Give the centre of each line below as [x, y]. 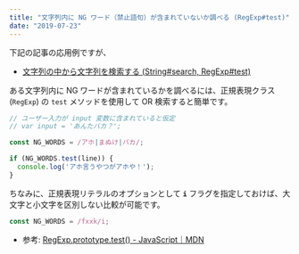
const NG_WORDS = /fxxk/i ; [59, 221]
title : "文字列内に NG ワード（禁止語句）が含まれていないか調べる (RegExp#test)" [149, 17]
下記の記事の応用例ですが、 [60, 52]
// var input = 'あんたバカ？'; [66, 127]
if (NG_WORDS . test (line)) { [62, 159]
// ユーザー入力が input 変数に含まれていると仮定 [92, 118]
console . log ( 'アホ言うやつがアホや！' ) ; [86, 167]
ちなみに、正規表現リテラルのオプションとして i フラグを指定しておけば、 [146, 193]
